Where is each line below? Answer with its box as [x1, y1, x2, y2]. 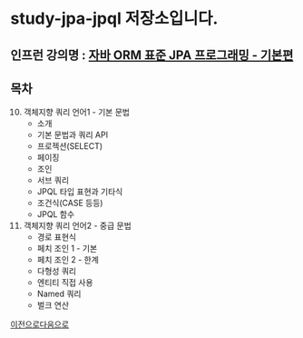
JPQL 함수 [36, 209, 75, 220]
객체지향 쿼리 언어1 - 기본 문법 [23, 106, 131, 118]
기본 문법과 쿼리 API [36, 129, 108, 141]
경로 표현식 [36, 232, 76, 243]
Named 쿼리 [36, 288, 82, 300]
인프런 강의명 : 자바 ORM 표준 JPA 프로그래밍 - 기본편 [10, 47, 294, 63]
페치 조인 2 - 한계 [36, 254, 99, 265]
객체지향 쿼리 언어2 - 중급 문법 [23, 220, 132, 232]
